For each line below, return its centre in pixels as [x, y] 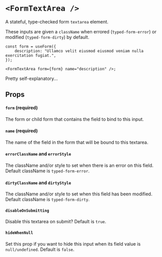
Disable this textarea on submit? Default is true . [56, 222]
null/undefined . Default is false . [40, 249]
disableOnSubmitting [28, 211]
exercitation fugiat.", [31, 55]
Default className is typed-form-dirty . [48, 200]
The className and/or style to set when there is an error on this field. [79, 165]
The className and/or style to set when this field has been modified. [79, 194]
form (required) [22, 107]
